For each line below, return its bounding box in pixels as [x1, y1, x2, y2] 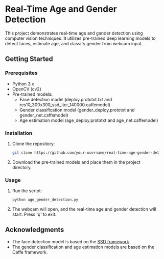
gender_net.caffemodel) [19, 112, 69, 118]
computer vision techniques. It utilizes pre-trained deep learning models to [5, 35, 156, 41]
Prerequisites [5, 70, 38, 77]
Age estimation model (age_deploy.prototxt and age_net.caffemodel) [19, 117, 158, 123]
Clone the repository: [12, 141, 55, 146]
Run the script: [12, 188, 42, 194]
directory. [12, 164, 32, 170]
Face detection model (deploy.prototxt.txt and [19, 96, 112, 102]
